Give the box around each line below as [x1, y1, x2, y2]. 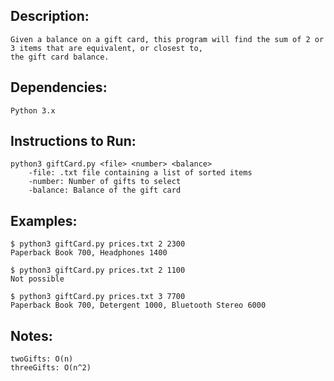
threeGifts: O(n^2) [10, 363, 92, 373]
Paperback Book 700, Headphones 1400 [10, 248, 168, 258]
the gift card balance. [10, 52, 110, 62]
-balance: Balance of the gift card [28, 185, 182, 196]
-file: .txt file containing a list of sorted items [28, 168, 253, 178]
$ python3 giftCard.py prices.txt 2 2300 [10, 239, 186, 249]
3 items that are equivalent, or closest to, [10, 43, 203, 53]
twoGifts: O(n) [10, 354, 74, 364]
